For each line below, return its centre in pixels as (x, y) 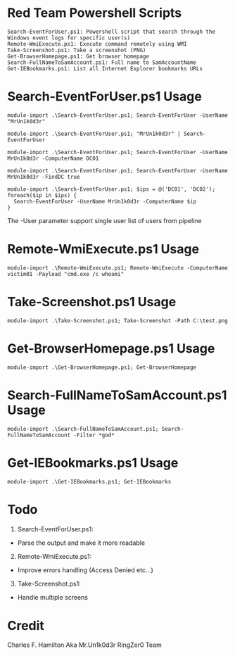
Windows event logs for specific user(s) (69, 38)
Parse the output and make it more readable (81, 543)
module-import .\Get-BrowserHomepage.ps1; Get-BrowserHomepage (102, 367)
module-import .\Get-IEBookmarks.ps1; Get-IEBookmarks (89, 481)
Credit (26, 625)
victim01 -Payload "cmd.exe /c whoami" (66, 274)
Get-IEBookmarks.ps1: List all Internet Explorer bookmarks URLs (105, 68)
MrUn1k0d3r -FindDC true (44, 177)
